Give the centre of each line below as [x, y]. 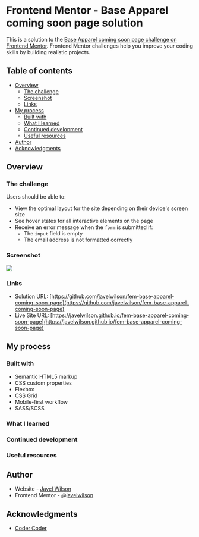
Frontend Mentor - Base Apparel [87, 10]
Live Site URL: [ [34, 315]
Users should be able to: [36, 197]
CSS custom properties [43, 383]
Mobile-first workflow [41, 401]
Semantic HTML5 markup [46, 376]
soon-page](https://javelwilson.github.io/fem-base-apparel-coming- [99, 322]
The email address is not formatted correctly [78, 240]
